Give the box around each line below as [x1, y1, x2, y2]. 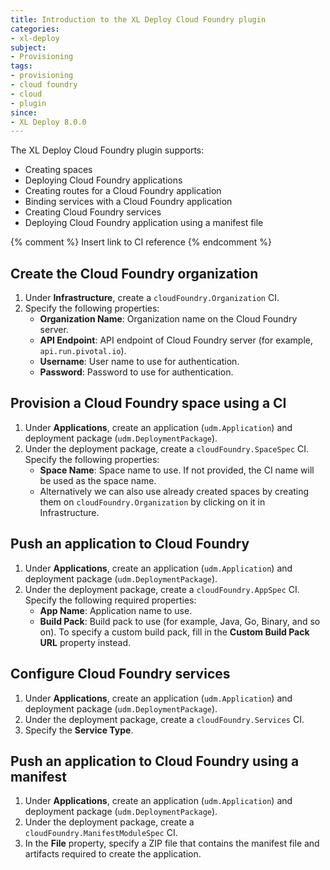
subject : [10, 42, 47, 53]
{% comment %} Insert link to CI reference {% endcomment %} [10, 236, 273, 248]
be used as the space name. [39, 474, 157, 486]
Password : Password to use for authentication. [39, 366, 234, 378]
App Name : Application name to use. [39, 604, 193, 616]
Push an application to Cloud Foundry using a [10, 752, 300, 770]
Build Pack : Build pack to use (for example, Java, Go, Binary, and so [39, 615, 321, 627]
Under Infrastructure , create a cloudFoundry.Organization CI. [24, 292, 280, 304]
